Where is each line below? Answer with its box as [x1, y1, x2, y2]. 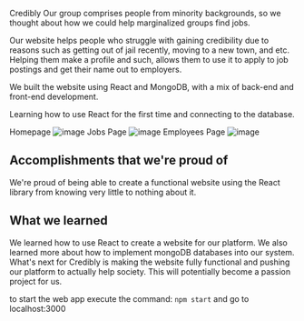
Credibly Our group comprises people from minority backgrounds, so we [9, 8, 281, 18]
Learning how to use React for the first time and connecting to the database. [9, 109, 295, 119]
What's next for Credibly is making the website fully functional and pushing [9, 256, 290, 267]
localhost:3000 [9, 303, 66, 314]
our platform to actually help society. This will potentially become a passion [9, 266, 291, 276]
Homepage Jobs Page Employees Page [9, 126, 226, 137]
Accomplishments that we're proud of [9, 153, 229, 168]
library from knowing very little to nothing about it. [9, 186, 197, 197]
